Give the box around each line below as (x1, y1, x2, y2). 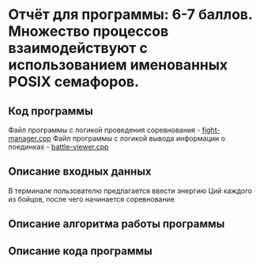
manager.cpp (8, 134, 51, 143)
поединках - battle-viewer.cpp (8, 142, 109, 151)
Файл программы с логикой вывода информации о (52, 134, 225, 143)
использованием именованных (8, 56, 228, 74)
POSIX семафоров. (8, 73, 140, 91)
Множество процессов (8, 22, 169, 40)
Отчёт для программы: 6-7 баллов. (8, 6, 253, 24)
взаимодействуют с (8, 40, 148, 57)
